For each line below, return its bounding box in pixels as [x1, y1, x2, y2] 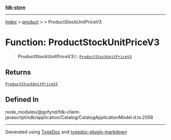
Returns [5, 68, 32, 77]
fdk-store [5, 5, 26, 10]
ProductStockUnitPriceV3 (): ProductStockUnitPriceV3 [17, 53, 132, 59]
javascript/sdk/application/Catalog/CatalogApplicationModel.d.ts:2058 [5, 114, 154, 120]
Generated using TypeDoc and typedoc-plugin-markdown [5, 129, 127, 135]
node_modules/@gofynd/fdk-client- [5, 109, 80, 115]
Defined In [5, 95, 39, 104]
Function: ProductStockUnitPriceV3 [5, 37, 160, 48]
